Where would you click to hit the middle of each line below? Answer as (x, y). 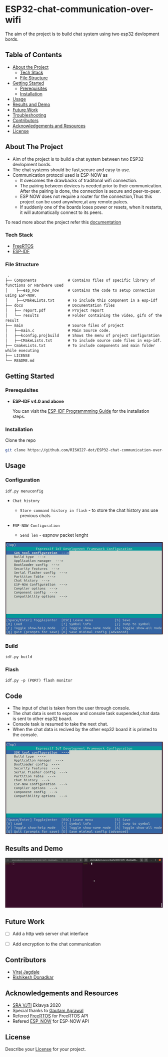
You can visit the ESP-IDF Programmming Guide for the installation (81, 411)
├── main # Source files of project (64, 326)
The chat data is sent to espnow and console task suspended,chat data (86, 714)
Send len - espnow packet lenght (54, 535)
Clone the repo (20, 440)
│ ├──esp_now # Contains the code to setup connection (80, 290)
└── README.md (20, 361)
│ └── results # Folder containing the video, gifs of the (84, 316)
